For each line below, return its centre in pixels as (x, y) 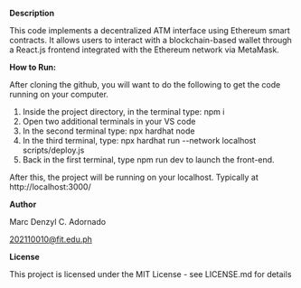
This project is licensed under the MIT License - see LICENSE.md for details (150, 274)
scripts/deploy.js (53, 150)
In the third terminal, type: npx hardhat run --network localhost (139, 140)
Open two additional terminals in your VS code (109, 121)
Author (23, 204)
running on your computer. (59, 94)
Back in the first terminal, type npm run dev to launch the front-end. (148, 160)
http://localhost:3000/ (51, 187)
